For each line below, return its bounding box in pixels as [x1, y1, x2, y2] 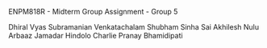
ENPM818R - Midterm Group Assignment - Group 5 [8, 7, 178, 16]
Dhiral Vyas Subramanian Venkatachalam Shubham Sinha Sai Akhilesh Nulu [8, 22, 260, 31]
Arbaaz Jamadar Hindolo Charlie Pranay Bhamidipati [8, 31, 183, 40]
